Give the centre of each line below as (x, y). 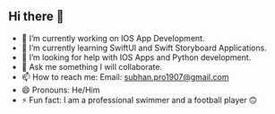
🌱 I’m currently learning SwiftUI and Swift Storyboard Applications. (144, 48)
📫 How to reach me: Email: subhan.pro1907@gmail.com (125, 76)
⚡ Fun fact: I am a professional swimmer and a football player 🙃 (139, 100)
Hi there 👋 (36, 17)
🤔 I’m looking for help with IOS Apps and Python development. (136, 57)
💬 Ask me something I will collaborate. (92, 66)
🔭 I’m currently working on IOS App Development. (113, 38)
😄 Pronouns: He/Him (60, 90)
